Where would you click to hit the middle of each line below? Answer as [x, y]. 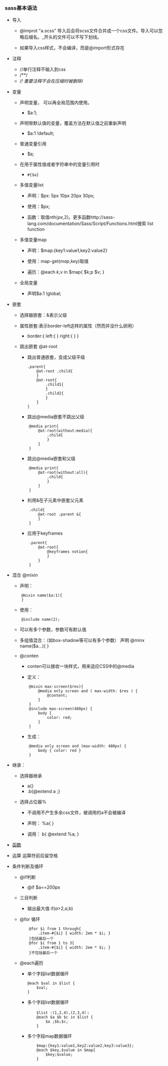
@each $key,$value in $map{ [66, 1050]
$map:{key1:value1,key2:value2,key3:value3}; [85, 1046]
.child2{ [54, 394]
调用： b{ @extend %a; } [53, 834]
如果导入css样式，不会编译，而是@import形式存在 [72, 48]
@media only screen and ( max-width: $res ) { [88, 691]
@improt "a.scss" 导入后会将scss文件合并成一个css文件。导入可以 [89, 31]
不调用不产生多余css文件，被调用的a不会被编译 [76, 813]
